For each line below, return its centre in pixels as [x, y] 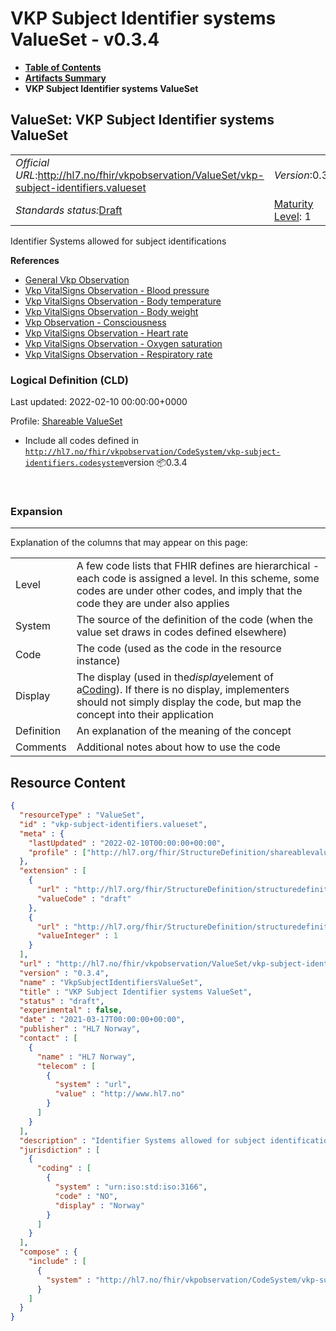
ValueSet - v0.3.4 [85, 39]
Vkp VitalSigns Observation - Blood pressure [117, 290]
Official [32, 162]
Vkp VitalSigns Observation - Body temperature [123, 301]
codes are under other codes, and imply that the [189, 591]
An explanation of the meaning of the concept [184, 731]
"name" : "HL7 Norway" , [86, 1057]
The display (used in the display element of [175, 677]
